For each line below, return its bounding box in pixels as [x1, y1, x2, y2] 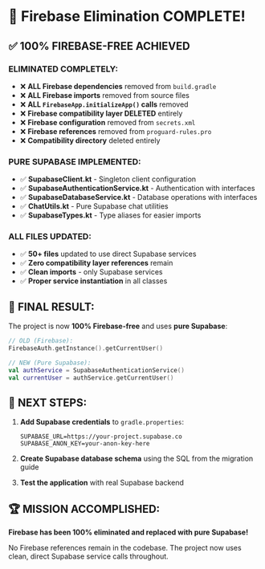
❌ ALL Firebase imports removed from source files [19, 90, 190, 100]
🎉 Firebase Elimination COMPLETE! [8, 7, 247, 26]
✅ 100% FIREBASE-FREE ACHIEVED [8, 39, 190, 53]
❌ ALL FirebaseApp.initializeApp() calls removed [19, 100, 189, 109]
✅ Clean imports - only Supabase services [19, 267, 163, 277]
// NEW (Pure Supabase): [8, 359, 92, 368]
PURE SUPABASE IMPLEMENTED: [8, 156, 141, 167]
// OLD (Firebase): [8, 337, 74, 345]
